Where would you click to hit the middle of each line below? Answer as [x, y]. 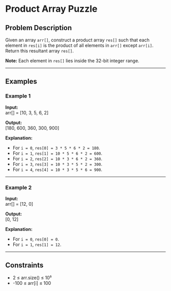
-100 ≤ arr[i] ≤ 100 [32, 283]
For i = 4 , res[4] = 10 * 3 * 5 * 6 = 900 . [58, 169]
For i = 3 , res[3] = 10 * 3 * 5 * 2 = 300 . [58, 164]
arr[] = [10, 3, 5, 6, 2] [27, 112]
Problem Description [39, 28]
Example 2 [19, 187]
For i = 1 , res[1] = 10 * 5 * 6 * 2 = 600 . [58, 153]
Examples [21, 81]
